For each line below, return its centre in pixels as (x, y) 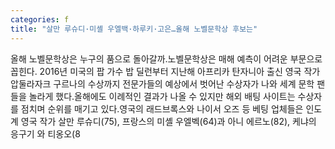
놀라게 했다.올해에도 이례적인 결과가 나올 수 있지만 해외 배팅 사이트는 (162, 96)
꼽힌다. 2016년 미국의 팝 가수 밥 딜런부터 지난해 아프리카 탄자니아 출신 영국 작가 (165, 71)
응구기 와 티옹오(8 (45, 133)
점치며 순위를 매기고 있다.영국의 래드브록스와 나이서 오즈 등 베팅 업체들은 (162, 108)
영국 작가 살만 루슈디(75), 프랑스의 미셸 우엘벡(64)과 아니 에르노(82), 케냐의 (168, 121)
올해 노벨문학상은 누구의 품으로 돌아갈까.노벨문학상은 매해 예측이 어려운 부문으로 (166, 58)
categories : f (40, 19)
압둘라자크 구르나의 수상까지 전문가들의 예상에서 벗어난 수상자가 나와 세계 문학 (162, 83)
